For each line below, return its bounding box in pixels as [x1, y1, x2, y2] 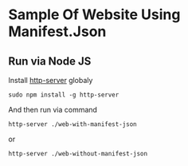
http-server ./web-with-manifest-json [8, 121, 137, 128]
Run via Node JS [8, 54, 92, 68]
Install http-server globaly [8, 76, 93, 85]
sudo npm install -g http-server [8, 91, 119, 99]
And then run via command [8, 105, 98, 114]
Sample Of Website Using [8, 6, 181, 24]
